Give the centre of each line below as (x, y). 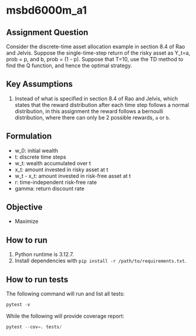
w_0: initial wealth (36, 150)
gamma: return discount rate (49, 189)
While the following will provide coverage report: (65, 316)
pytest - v (18, 305)
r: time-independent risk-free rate (56, 182)
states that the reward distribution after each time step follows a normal (102, 105)
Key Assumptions (39, 84)
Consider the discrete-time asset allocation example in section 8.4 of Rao (96, 46)
